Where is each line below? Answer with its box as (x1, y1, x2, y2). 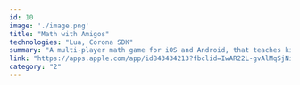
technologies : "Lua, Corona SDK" (9, 37, 134, 47)
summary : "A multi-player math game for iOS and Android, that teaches (9, 46, 281, 55)
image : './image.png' (9, 21, 90, 30)
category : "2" (9, 63, 62, 72)
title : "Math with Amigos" (9, 29, 110, 38)
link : (9, 54, 29, 63)
